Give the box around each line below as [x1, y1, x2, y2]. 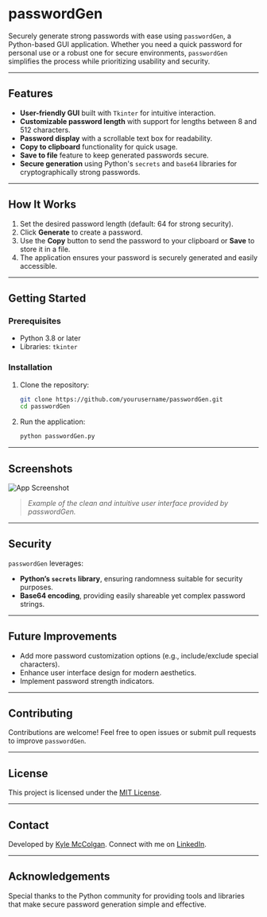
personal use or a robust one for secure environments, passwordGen [8, 48, 228, 57]
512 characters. [19, 125, 71, 134]
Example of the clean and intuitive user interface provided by [27, 498, 229, 507]
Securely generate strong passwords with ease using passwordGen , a [8, 31, 232, 41]
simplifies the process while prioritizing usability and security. [8, 56, 211, 66]
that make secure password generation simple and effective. [8, 900, 207, 909]
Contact [8, 818, 49, 832]
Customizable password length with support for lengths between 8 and [19, 116, 257, 126]
